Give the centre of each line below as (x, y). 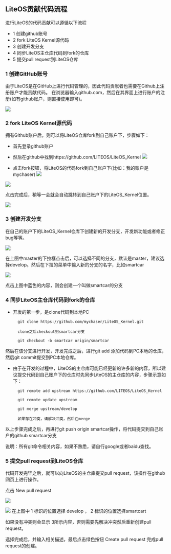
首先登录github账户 (33, 146)
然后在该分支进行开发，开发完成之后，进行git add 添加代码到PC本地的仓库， (86, 351)
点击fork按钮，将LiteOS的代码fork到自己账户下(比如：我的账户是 (81, 168)
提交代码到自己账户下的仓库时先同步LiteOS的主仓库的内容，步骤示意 (89, 375)
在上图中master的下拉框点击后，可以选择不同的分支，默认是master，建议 (83, 258)
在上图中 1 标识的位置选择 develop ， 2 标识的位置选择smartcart (79, 511)
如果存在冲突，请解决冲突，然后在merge (54, 419)
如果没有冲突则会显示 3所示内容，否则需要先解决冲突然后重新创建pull (79, 522)
